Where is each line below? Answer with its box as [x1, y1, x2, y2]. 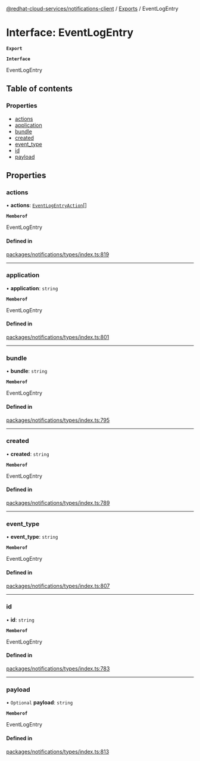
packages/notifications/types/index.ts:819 [6, 250, 110, 258]
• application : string [6, 284, 58, 291]
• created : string [6, 450, 49, 458]
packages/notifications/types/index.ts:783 [6, 665, 110, 672]
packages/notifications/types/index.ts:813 [6, 748, 110, 755]
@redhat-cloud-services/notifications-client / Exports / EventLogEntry [6, 5, 179, 12]
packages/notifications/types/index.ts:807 [6, 582, 110, 589]
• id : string [6, 616, 35, 623]
